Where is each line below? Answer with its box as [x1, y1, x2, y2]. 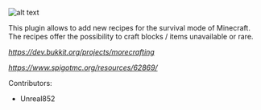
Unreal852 [19, 94, 56, 104]
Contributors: [8, 79, 52, 88]
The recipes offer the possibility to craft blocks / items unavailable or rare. [8, 32, 254, 41]
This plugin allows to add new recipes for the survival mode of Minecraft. [8, 23, 251, 32]
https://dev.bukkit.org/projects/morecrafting [8, 47, 155, 56]
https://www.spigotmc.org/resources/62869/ [8, 63, 159, 72]
